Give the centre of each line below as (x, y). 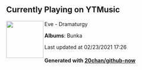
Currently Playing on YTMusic (63, 10)
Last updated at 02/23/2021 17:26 (86, 47)
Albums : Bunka (63, 36)
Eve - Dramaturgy (66, 24)
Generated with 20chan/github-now (90, 61)
